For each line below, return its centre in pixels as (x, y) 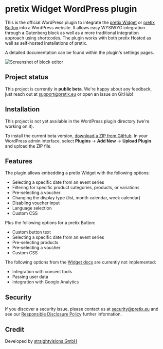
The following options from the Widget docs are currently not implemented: (81, 262)
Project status (27, 77)
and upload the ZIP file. (28, 146)
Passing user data (30, 277)
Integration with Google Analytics (45, 282)
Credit (15, 329)
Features (19, 161)
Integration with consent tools (42, 272)
